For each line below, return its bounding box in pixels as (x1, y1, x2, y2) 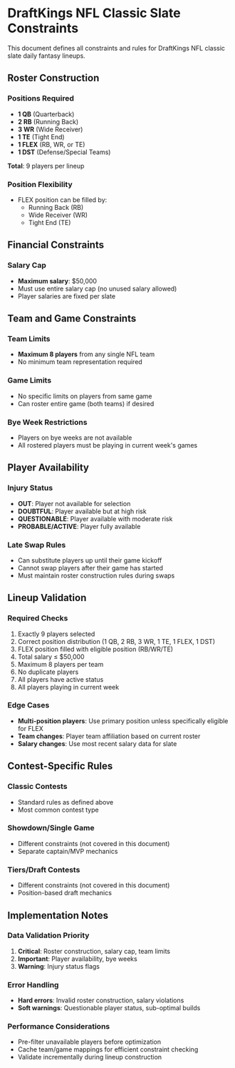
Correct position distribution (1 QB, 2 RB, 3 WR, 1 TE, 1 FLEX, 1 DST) (17, 637, 216, 645)
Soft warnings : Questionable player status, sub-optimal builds (17, 1004, 201, 1012)
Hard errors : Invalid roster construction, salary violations (17, 996, 184, 1004)
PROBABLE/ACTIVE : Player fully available (17, 522, 141, 530)
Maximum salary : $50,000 (17, 276, 98, 285)
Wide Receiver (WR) (28, 211, 88, 219)
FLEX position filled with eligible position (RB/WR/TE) (17, 645, 173, 653)
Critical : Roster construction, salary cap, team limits (17, 947, 171, 955)
